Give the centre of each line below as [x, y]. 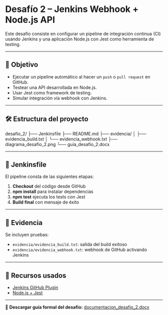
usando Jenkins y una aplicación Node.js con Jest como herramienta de [79, 39]
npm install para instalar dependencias [53, 191]
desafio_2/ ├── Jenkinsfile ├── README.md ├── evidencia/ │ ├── [76, 133]
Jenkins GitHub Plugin [35, 287]
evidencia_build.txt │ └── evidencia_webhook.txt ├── [61, 139]
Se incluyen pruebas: [27, 235]
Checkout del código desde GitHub [49, 186]
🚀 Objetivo [22, 65]
